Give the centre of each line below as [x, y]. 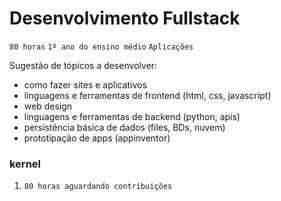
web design [48, 106]
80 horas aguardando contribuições [98, 187]
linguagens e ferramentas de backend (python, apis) [132, 116]
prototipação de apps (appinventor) [97, 138]
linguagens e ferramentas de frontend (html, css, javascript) [147, 95]
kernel [25, 164]
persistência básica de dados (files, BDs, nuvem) [124, 127]
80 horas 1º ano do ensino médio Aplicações [101, 47]
